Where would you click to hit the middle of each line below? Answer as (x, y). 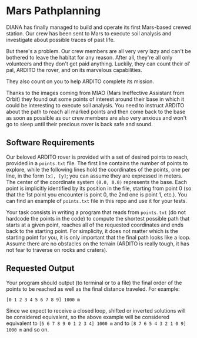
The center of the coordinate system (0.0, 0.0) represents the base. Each (96, 182)
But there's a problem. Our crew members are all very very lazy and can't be (99, 51)
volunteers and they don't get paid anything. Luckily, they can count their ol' (98, 64)
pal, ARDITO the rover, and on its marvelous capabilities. (74, 70)
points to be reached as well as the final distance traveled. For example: (93, 289)
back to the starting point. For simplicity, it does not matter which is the (92, 231)
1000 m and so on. (27, 329)
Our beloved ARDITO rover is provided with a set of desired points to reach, (98, 157)
